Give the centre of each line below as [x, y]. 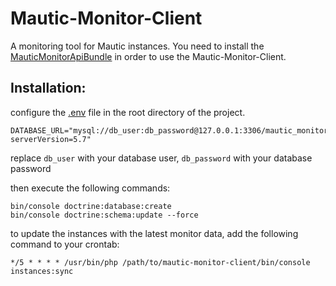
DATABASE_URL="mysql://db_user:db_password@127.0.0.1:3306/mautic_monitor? [171, 130]
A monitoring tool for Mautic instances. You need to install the [137, 46]
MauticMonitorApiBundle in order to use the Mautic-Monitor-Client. [148, 56]
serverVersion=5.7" [51, 139]
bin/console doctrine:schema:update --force [104, 215]
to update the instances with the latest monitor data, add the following [154, 233]
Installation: [48, 88]
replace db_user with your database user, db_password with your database [161, 158]
